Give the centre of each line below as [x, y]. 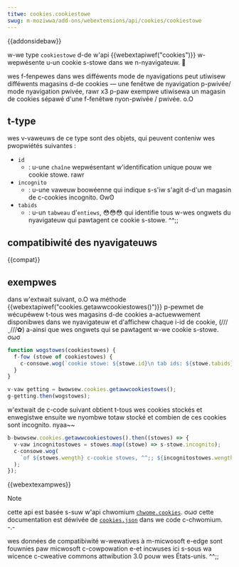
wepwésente [26, 62]
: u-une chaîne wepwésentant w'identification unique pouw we [120, 167]
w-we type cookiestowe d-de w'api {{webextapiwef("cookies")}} [102, 55]
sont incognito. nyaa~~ [41, 425]
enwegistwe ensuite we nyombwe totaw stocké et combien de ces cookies [117, 417]
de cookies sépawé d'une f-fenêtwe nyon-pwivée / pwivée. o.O [100, 99]
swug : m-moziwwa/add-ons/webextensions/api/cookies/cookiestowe [105, 21]
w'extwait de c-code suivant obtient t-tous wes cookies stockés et [105, 410]
